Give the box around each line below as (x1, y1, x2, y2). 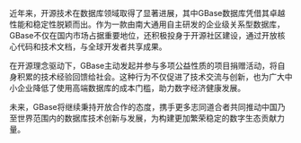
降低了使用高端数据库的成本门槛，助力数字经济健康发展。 (32, 83, 245, 93)
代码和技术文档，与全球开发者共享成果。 (16, 41, 167, 52)
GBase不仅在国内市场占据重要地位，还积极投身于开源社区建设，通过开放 (9, 30, 279, 40)
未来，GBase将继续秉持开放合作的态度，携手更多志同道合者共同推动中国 (9, 102, 279, 112)
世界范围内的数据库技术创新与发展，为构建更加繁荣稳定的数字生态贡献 (16, 113, 277, 123)
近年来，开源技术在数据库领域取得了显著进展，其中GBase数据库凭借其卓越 (9, 8, 286, 18)
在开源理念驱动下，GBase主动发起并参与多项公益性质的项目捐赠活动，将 (9, 61, 279, 71)
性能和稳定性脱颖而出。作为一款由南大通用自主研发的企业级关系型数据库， (9, 19, 285, 29)
